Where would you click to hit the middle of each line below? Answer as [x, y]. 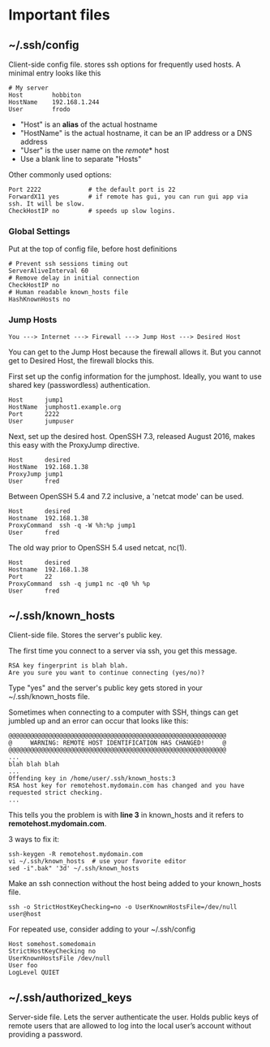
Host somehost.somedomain [52, 945]
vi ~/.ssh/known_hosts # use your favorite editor [97, 862]
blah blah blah [34, 765]
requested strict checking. [56, 793]
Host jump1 [36, 400]
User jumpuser [41, 421]
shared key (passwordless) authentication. [79, 384]
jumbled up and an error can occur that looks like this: [99, 721]
